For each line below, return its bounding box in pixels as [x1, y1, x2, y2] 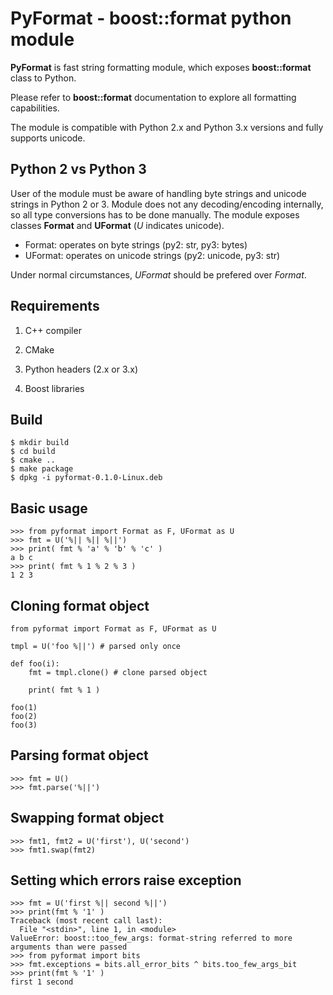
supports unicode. [10, 132, 86, 144]
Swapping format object [10, 810, 165, 827]
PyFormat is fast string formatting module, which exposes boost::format [10, 61, 312, 73]
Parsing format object [10, 747, 149, 764]
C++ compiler [24, 324, 82, 336]
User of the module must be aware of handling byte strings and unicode [10, 187, 307, 199]
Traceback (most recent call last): [10, 916, 163, 926]
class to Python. [10, 72, 77, 84]
